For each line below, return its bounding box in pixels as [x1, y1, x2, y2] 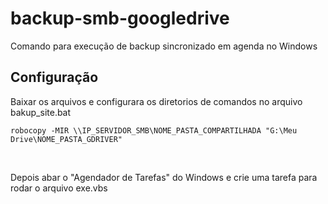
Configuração [10, 69, 99, 86]
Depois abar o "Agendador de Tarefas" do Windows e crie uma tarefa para [10, 171, 318, 183]
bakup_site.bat [10, 106, 72, 118]
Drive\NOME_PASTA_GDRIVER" [10, 134, 123, 144]
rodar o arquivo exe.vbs [10, 182, 108, 194]
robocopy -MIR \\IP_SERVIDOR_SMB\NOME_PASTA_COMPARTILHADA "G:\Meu [10, 125, 298, 136]
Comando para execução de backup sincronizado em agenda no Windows [10, 40, 318, 52]
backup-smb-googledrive [10, 7, 230, 30]
